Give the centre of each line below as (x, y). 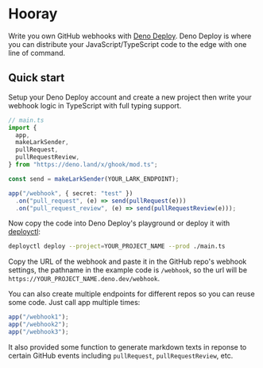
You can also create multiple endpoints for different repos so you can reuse (132, 294)
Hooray (33, 14)
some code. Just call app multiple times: (74, 303)
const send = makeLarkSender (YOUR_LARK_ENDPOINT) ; (94, 179)
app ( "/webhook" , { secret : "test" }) (71, 193)
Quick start (37, 78)
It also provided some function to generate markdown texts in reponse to (128, 346)
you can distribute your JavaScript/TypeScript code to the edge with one (128, 44)
